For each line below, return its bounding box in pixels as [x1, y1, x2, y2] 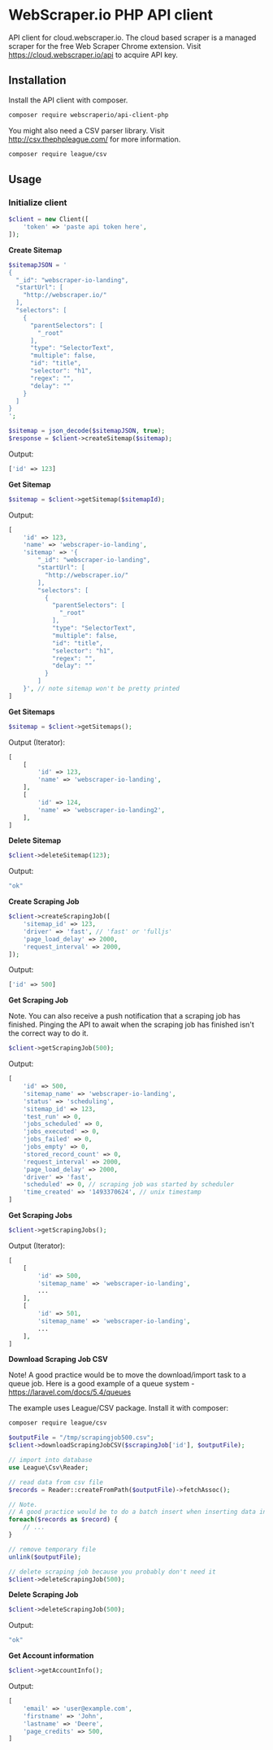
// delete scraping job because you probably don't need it [8, 1568, 217, 1576]
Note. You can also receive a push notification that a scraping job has [8, 1011, 241, 1021]
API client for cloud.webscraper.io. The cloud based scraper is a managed [8, 33, 257, 42]
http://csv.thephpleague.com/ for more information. [8, 134, 181, 144]
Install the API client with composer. [8, 95, 128, 105]
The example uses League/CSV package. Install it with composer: [8, 1403, 229, 1413]
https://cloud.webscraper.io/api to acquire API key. [8, 50, 179, 59]
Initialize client [8, 197, 67, 208]
